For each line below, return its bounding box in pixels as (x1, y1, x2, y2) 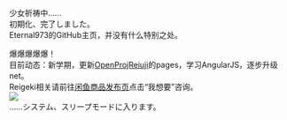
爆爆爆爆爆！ (9, 49, 56, 59)
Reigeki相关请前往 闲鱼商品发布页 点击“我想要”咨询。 (9, 82, 198, 92)
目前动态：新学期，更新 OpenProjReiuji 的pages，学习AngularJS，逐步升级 (9, 60, 279, 70)
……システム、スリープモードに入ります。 (9, 101, 161, 112)
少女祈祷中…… (9, 8, 62, 18)
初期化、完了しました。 (9, 19, 95, 29)
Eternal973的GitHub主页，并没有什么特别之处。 (9, 30, 183, 40)
